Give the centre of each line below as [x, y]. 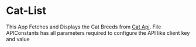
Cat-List [26, 11]
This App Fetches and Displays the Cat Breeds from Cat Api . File [84, 27]
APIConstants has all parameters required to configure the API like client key [98, 32]
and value [18, 39]
